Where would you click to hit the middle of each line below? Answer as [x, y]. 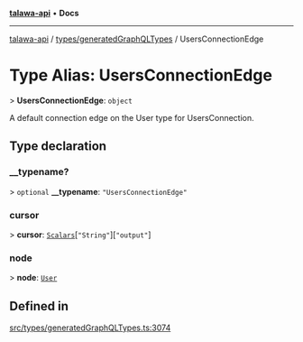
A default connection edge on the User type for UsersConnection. [132, 117]
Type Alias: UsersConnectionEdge [141, 75]
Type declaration [58, 147]
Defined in [39, 306]
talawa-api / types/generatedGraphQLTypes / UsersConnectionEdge [137, 39]
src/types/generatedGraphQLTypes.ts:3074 [90, 328]
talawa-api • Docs [44, 13]
